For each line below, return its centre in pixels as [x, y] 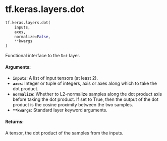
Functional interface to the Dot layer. [43, 56]
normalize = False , [33, 37]
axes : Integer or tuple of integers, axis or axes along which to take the [85, 83]
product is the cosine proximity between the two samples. [73, 105]
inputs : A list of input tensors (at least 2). [55, 78]
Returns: [15, 121]
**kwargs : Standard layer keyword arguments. [60, 110]
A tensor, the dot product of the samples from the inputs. [64, 133]
